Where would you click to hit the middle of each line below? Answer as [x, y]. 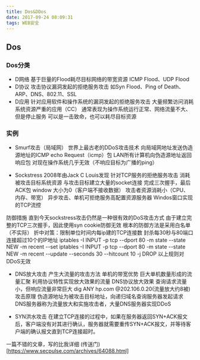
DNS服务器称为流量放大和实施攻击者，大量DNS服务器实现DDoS [93, 304]
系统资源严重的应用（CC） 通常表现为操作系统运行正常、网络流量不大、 [103, 109]
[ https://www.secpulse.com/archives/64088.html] [68, 351]
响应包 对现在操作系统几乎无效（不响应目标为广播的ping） [86, 162]
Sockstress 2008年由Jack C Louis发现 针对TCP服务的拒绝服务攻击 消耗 [102, 175]
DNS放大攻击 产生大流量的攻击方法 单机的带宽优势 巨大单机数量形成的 [101, 274]
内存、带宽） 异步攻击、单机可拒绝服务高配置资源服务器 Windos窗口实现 [104, 198]
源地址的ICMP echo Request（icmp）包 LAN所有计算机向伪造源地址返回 [103, 155]
